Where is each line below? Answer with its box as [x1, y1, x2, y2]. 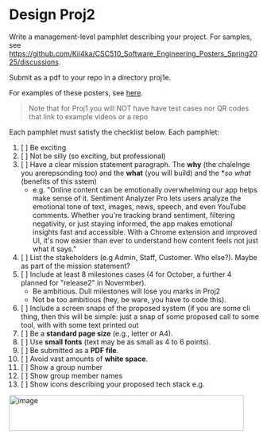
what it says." [32, 244, 77, 254]
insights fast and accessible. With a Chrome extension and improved [32, 227, 257, 236]
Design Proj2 [9, 6, 96, 24]
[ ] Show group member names [20, 371, 123, 380]
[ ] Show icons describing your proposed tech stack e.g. [20, 379, 205, 389]
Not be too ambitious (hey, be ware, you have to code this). [32, 294, 227, 304]
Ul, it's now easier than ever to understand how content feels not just [32, 235, 259, 245]
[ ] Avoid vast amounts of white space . [20, 354, 149, 363]
